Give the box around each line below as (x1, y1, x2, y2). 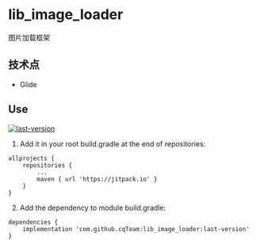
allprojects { (8, 154, 55, 162)
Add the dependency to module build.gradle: (19, 203, 166, 212)
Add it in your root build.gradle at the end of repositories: (19, 139, 206, 148)
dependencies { (8, 218, 59, 226)
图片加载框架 (8, 32, 50, 42)
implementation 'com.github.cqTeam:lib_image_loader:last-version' (22, 225, 250, 233)
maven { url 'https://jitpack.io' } (36, 175, 158, 183)
